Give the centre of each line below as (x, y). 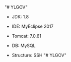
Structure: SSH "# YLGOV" (39, 55)
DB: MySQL (24, 46)
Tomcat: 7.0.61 (27, 36)
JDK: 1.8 (20, 17)
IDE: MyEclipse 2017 (33, 26)
